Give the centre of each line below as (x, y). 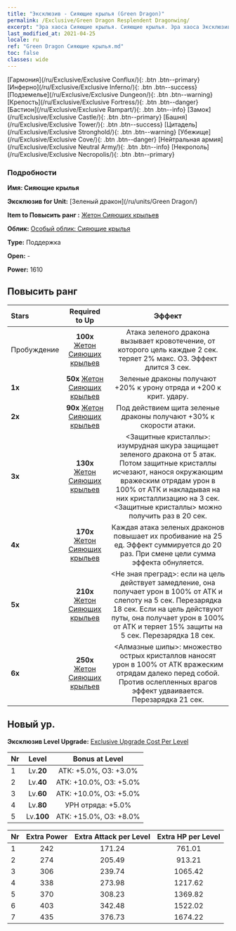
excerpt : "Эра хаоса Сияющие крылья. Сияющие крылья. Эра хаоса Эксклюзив (119, 27)
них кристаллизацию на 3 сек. (168, 498)
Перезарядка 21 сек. (168, 699)
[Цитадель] (181, 124)
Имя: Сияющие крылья (43, 188)
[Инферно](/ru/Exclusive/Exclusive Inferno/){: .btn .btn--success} (103, 87)
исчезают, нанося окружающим (168, 472)
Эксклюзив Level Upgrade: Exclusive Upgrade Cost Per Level (98, 741)
